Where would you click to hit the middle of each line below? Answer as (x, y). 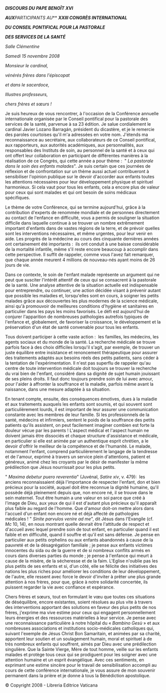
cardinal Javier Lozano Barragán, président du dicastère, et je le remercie (80, 129)
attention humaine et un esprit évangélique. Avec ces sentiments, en (75, 660)
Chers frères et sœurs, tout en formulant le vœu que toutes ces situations (80, 597)
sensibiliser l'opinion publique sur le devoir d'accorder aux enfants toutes (80, 177)
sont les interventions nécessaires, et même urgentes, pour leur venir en (79, 233)
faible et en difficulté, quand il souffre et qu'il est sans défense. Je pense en (83, 534)
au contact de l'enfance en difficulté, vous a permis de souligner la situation (82, 218)
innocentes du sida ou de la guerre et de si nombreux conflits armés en (78, 550)
